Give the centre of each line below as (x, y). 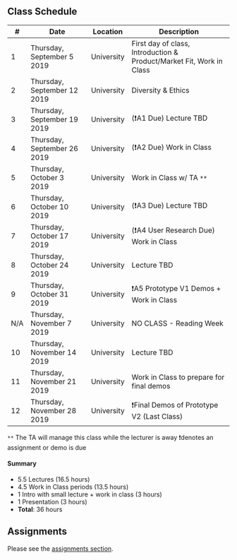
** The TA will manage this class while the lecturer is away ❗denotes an (110, 437)
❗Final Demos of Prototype (175, 405)
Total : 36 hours (40, 510)
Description (179, 31)
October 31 (50, 294)
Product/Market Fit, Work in (177, 61)
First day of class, (161, 43)
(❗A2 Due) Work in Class (171, 148)
